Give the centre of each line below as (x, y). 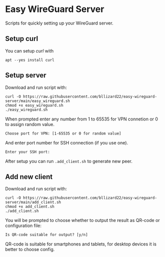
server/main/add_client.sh (33, 202)
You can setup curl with (29, 50)
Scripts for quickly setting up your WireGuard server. (59, 23)
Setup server (26, 75)
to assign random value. (30, 124)
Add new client (29, 177)
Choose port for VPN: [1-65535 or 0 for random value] (63, 133)
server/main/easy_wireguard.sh (38, 101)
